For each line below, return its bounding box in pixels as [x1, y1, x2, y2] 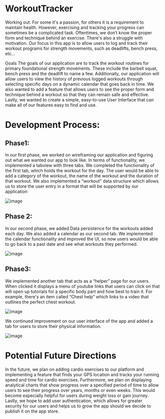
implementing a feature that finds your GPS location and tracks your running [5, 371, 160, 377]
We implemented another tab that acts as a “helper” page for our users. [5, 278, 150, 284]
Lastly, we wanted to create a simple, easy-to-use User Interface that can [5, 97, 154, 102]
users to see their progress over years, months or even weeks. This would [5, 387, 155, 393]
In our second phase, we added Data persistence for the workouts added [5, 225, 153, 231]
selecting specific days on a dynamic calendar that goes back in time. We [5, 81, 154, 87]
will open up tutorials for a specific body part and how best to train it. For [5, 289, 153, 294]
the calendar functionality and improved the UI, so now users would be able [5, 236, 158, 242]
